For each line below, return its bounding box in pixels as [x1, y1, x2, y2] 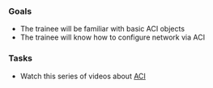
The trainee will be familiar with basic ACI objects [19, 24, 185, 34]
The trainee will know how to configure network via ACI [19, 32, 205, 42]
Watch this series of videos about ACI [19, 71, 146, 81]
